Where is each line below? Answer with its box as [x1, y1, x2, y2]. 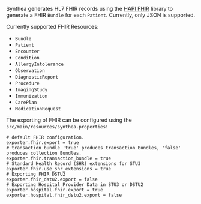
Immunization [14, 93, 48, 99]
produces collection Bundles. [6, 150, 82, 156]
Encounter [14, 49, 40, 55]
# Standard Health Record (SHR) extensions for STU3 [6, 161, 141, 167]
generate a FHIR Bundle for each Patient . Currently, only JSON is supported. [6, 11, 196, 19]
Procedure [14, 80, 40, 86]
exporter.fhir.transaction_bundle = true [6, 155, 112, 161]
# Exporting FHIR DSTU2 [6, 171, 66, 177]
